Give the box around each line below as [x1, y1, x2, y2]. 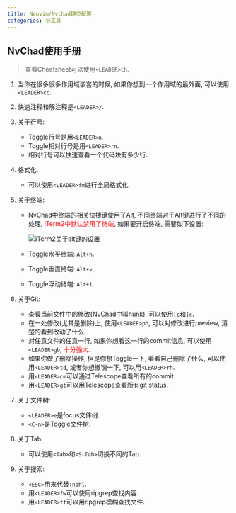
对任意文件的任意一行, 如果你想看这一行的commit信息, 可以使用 [28, 337, 212, 345]
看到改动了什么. [40, 327, 86, 337]
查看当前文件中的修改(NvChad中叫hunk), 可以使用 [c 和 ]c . [28, 310, 194, 319]
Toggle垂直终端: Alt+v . [28, 265, 95, 274]
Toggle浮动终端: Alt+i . [28, 280, 95, 288]
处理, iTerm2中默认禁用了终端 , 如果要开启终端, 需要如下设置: [28, 220, 203, 228]
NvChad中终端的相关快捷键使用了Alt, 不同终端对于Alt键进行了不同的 [28, 210, 226, 220]
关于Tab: [17, 435, 44, 444]
